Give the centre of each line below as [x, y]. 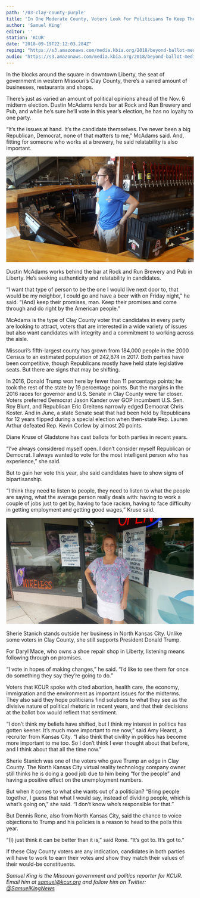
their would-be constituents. [41, 864]
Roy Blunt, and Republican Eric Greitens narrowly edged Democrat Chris [95, 407]
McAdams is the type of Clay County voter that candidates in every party [96, 320]
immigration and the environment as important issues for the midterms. [93, 693]
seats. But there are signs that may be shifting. [63, 370]
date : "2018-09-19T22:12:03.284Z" [49, 44]
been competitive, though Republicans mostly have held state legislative [95, 363]
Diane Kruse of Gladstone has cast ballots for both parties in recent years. [97, 437]
